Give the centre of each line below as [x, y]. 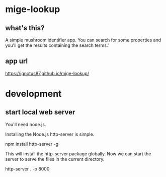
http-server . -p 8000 [27, 169]
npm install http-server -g [32, 144]
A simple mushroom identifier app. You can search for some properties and [83, 40]
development [33, 94]
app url [17, 61]
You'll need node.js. [26, 124]
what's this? [25, 28]
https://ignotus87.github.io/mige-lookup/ [47, 73]
